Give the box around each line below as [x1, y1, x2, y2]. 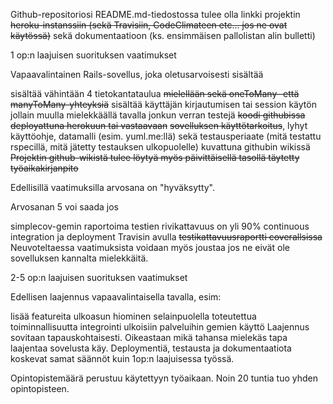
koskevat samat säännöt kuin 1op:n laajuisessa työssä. [10, 353, 235, 364]
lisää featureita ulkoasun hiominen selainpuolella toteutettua [10, 310, 257, 322]
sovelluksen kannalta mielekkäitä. [10, 252, 149, 264]
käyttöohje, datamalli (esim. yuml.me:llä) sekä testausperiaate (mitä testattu [10, 130, 322, 142]
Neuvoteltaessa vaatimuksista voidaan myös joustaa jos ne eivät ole [10, 242, 290, 253]
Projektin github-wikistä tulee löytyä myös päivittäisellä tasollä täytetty [10, 152, 300, 163]
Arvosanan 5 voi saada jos [10, 201, 119, 213]
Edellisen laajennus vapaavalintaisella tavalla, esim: [10, 291, 222, 303]
